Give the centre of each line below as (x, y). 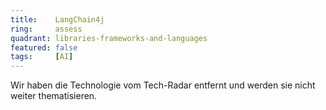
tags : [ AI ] (42, 57)
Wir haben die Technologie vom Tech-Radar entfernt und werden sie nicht (163, 85)
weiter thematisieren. (54, 96)
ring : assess (46, 29)
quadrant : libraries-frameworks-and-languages (109, 38)
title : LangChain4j (57, 19)
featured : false (44, 47)
